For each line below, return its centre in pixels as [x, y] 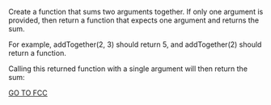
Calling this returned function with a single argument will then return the [128, 69]
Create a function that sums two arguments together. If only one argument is [136, 12]
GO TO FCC [28, 93]
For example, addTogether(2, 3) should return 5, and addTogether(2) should [135, 44]
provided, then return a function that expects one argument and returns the [134, 20]
